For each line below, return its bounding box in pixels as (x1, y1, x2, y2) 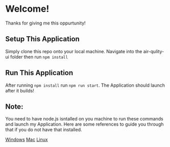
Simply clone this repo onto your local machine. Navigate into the (5, 48, 142, 54)
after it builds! (5, 87, 34, 93)
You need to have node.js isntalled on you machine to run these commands (5, 116, 163, 122)
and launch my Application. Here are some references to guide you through (5, 121, 164, 128)
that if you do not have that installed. (5, 127, 83, 133)
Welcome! (5, 3, 50, 15)
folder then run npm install (10, 54, 68, 60)
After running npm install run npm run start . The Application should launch (5, 82, 165, 88)
